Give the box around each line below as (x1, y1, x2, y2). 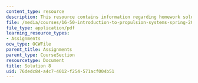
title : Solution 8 (6, 63, 51, 69)
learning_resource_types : (6, 30, 70, 36)
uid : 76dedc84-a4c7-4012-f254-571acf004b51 (6, 68, 115, 74)
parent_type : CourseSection (6, 52, 75, 58)
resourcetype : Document (6, 57, 65, 63)
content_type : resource (6, 8, 65, 15)
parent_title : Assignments (6, 47, 72, 53)
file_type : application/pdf (6, 25, 75, 31)
